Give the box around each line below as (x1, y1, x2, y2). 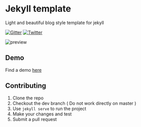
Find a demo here (5, 67, 42, 73)
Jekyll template (5, 3, 72, 15)
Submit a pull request (12, 116, 57, 122)
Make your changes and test (12, 111, 72, 117)
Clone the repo (12, 95, 44, 101)
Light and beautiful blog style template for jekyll (5, 20, 104, 26)
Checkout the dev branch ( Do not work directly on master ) (12, 100, 136, 106)
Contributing (5, 81, 46, 90)
